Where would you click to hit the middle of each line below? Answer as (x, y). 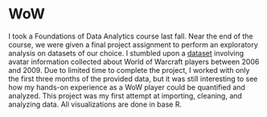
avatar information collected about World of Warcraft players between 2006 (134, 62)
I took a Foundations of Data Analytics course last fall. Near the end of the (131, 36)
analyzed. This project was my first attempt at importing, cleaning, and (125, 95)
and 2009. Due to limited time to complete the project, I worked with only (129, 70)
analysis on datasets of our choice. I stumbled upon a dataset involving (126, 53)
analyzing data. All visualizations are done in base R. (95, 104)
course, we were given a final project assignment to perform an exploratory (133, 44)
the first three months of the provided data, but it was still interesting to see (133, 79)
